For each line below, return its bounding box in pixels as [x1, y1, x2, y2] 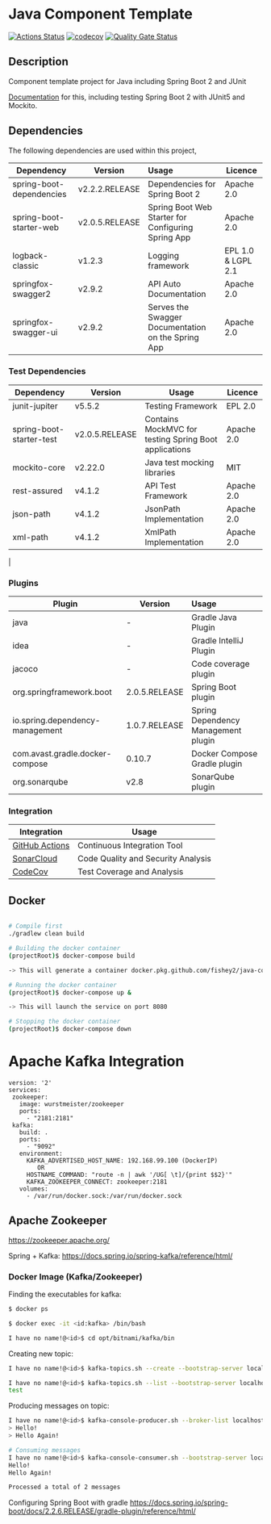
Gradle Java [191, 612, 238, 623]
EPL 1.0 [224, 245, 254, 256]
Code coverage [191, 659, 250, 670]
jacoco [12, 664, 39, 675]
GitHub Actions [12, 840, 70, 852]
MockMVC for [144, 423, 198, 434]
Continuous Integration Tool [77, 840, 183, 852]
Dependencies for [148, 178, 216, 190]
